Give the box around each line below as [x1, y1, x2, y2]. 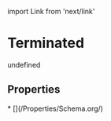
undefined [7, 60, 41, 69]
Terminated [7, 35, 84, 52]
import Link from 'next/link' [7, 7, 95, 16]
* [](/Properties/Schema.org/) [7, 104, 104, 113]
